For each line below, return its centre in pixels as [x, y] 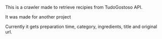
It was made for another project [38, 17]
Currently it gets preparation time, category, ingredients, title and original [81, 26]
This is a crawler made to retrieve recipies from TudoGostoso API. [74, 7]
